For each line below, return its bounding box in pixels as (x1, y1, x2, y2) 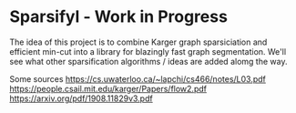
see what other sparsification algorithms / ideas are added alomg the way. (9, 56, 288, 67)
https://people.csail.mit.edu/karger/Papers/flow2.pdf (9, 83, 208, 94)
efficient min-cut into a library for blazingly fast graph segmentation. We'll (9, 46, 287, 56)
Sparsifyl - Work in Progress (9, 6, 228, 27)
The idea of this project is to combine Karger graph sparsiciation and (9, 36, 268, 47)
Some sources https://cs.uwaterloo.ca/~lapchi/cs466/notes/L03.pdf (9, 73, 267, 84)
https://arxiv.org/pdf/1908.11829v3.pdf (9, 93, 153, 104)
